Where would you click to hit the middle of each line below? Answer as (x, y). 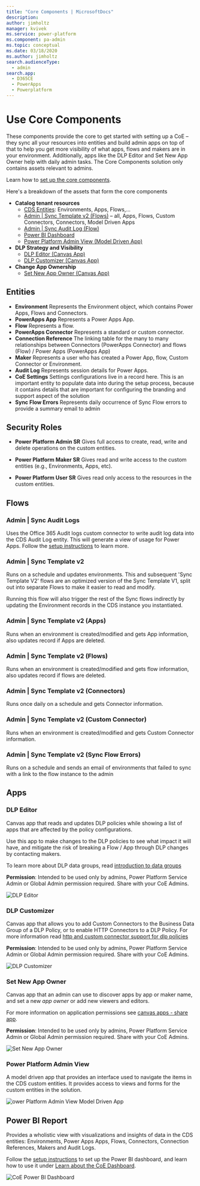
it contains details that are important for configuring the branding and (100, 389)
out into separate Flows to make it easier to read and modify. (81, 587)
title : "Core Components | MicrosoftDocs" (60, 12)
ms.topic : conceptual (33, 46)
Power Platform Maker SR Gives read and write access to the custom (101, 460)
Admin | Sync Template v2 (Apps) (56, 621)
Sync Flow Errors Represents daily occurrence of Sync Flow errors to (101, 402)
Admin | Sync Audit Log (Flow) (62, 228)
